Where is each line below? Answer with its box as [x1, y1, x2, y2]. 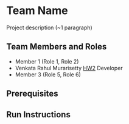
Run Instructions [6, 109, 71, 120]
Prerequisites [6, 89, 58, 99]
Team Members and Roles [6, 42, 107, 52]
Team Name [6, 4, 68, 18]
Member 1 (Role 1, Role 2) [15, 57, 79, 65]
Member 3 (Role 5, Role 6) [15, 71, 81, 78]
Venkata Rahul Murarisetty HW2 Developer [15, 64, 123, 71]
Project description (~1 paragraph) [6, 24, 92, 31]
